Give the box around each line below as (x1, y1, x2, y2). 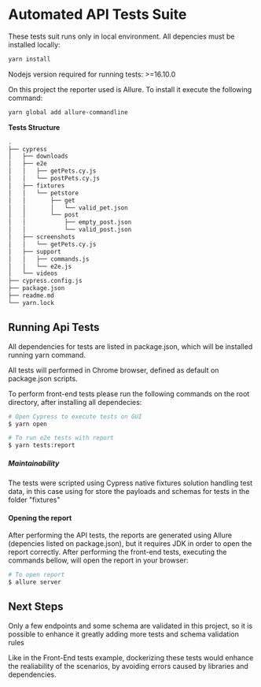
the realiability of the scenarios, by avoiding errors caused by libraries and (8, 661, 249, 670)
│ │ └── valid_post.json (8, 226, 132, 234)
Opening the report (8, 513, 72, 522)
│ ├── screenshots (8, 233, 76, 241)
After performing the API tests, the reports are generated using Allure (8, 530, 233, 540)
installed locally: (8, 39, 61, 49)
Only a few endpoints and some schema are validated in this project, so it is (8, 621, 253, 630)
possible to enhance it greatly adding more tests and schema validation (8, 629, 240, 639)
